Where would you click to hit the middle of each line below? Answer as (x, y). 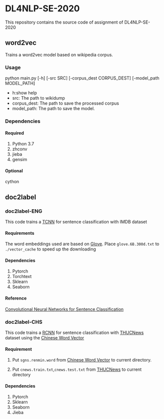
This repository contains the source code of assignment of (64, 22)
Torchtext (22, 277)
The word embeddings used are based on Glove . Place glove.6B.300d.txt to (82, 244)
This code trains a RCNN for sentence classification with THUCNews (74, 333)
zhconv (20, 149)
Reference (16, 298)
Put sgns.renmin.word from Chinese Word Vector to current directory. (82, 360)
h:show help (24, 93)
